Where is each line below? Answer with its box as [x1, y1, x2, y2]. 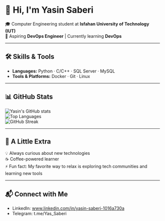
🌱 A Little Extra [5, 137, 51, 146]
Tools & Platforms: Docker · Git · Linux [12, 73, 90, 79]
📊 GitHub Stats [5, 93, 53, 101]
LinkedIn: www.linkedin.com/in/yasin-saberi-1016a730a [12, 205, 125, 211]
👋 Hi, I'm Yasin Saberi [5, 4, 94, 16]
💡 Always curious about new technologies [5, 150, 90, 156]
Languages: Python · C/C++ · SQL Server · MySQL [12, 68, 115, 74]
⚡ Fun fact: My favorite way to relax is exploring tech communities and [5, 164, 147, 170]
